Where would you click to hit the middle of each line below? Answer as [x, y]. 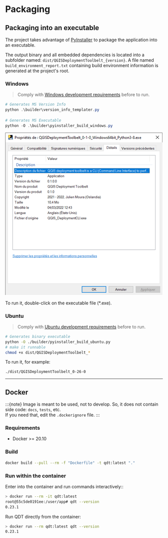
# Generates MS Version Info [35, 105]
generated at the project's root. [37, 71]
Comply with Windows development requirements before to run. [83, 95]
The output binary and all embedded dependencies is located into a [75, 55]
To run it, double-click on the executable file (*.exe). [58, 303]
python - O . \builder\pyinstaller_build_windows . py [59, 126]
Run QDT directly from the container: [43, 516]
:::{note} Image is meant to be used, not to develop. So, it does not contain [82, 404]
